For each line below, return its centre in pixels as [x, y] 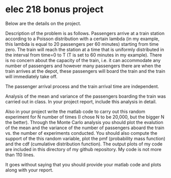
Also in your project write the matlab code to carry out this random [75, 111]
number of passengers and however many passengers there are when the [83, 66]
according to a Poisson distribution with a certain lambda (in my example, [82, 39]
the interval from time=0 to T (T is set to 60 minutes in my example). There [84, 55]
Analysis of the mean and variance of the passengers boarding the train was [86, 96]
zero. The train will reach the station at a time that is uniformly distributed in [85, 49]
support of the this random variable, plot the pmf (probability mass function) [86, 138]
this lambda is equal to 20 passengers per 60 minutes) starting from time [82, 44]
